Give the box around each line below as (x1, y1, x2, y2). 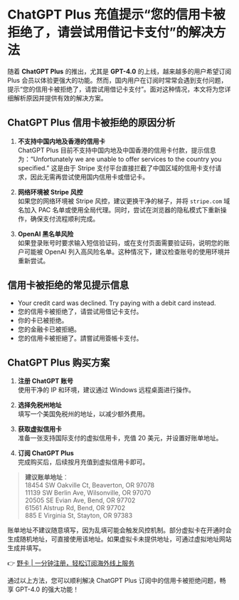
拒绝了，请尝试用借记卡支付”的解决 (7, 24, 213, 41)
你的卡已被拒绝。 (17, 316, 68, 324)
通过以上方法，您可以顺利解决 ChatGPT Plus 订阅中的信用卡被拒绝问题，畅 (7, 576, 226, 585)
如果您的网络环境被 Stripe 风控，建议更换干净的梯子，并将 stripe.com (17, 197, 223, 205)
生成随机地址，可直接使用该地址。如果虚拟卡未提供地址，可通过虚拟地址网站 (7, 535, 232, 544)
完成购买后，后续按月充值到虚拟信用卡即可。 (17, 457, 149, 467)
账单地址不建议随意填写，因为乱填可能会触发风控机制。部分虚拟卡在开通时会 (7, 526, 232, 534)
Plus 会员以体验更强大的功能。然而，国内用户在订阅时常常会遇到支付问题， (7, 76, 228, 84)
